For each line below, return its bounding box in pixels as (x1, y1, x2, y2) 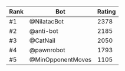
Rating (97, 8, 116, 15)
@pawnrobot (29, 46, 65, 54)
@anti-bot (29, 27, 58, 35)
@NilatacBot (29, 18, 64, 25)
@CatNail (29, 36, 56, 45)
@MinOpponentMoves (29, 56, 92, 63)
